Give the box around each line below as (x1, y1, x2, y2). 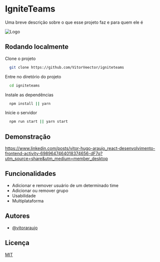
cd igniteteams (9, 83, 40, 88)
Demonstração (5, 132, 51, 141)
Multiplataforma (12, 198, 44, 204)
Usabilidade (12, 192, 36, 199)
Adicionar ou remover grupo (12, 188, 69, 193)
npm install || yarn (9, 101, 51, 106)
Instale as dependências (5, 92, 54, 98)
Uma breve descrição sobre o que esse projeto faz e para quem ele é (5, 19, 144, 25)
